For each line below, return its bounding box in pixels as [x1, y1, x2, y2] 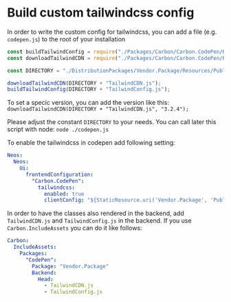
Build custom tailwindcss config [7, 5, 195, 21]
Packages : [19, 250, 48, 257]
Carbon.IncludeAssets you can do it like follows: [7, 224, 142, 232]
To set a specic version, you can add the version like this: [7, 99, 170, 107]
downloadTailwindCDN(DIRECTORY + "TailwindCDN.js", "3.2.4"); [7, 105, 189, 113]
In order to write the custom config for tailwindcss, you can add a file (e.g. [7, 28, 217, 36]
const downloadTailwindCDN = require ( [7, 54, 118, 61]
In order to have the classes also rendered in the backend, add [7, 209, 184, 218]
